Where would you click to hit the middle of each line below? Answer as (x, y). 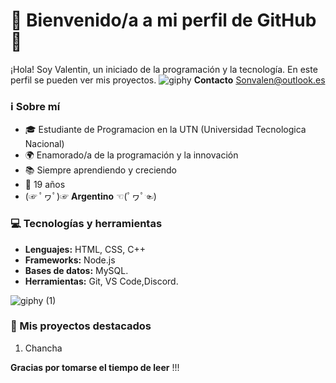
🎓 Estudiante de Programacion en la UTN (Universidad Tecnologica (165, 130)
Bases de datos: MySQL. (76, 270)
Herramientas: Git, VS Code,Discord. (101, 281)
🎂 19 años (45, 185)
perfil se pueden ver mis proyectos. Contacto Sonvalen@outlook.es (168, 80)
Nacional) (44, 144)
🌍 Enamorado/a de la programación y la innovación (131, 155)
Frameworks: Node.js (70, 260)
